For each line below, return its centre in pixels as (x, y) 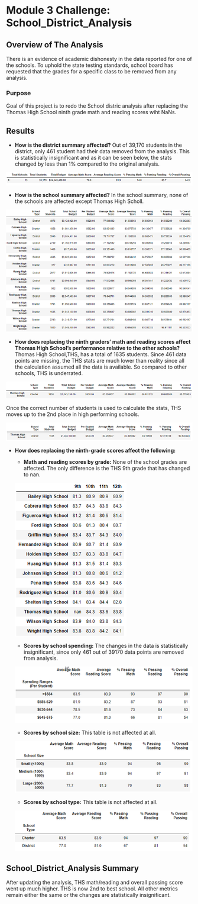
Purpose (19, 93)
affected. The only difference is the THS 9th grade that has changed (107, 468)
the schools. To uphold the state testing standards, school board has (90, 65)
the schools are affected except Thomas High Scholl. (79, 201)
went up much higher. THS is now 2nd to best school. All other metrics (92, 889)
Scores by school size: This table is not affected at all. (90, 732)
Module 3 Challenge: (58, 10)
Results (20, 131)
